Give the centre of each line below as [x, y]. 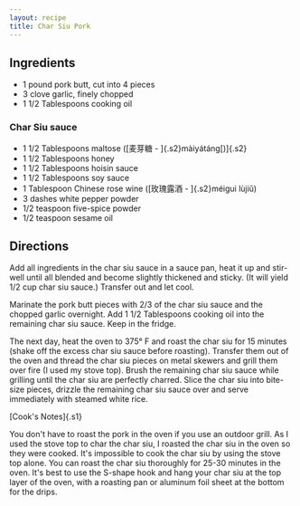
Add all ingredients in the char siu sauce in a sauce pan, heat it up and [140, 268]
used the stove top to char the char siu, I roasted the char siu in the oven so [150, 444]
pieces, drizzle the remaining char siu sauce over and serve [138, 389]
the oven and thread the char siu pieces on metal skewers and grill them [144, 361]
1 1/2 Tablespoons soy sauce [75, 177]
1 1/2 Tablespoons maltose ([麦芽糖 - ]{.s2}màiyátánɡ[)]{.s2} [135, 148]
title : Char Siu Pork [50, 26]
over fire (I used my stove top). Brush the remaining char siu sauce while [144, 370]
